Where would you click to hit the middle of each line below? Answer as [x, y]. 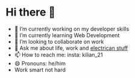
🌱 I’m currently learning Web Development [67, 35]
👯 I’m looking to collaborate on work [59, 41]
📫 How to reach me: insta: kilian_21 [58, 55]
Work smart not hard [40, 70]
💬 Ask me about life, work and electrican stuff [71, 48]
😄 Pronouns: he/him [40, 63]
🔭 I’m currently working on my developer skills [72, 29]
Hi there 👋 [30, 12]
